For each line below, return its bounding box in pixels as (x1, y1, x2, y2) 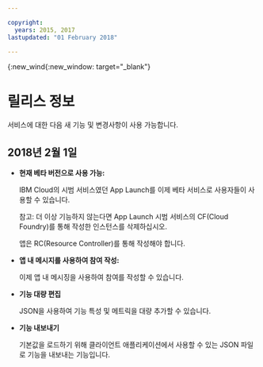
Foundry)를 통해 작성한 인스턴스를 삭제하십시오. (18, 222, 168, 231)
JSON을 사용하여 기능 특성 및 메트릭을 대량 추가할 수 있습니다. (18, 307, 212, 316)
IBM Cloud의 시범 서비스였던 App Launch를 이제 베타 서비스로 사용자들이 (18, 185, 247, 195)
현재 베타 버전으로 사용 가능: (18, 168, 105, 178)
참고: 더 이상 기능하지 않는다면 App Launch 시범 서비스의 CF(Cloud (18, 212, 229, 222)
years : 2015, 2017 (14, 25, 76, 34)
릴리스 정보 (7, 92, 75, 110)
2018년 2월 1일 (7, 145, 78, 159)
